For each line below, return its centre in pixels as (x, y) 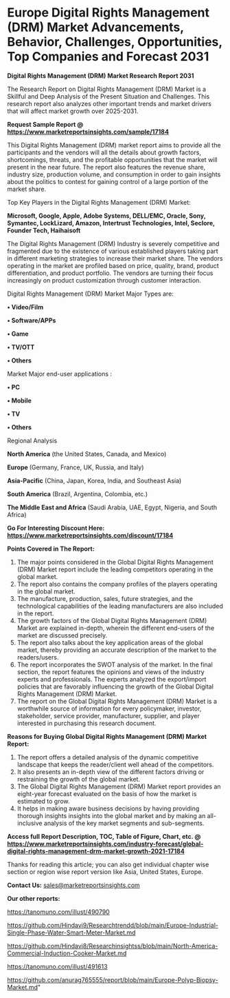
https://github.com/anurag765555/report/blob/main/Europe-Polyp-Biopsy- (113, 979)
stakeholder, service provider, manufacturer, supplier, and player (108, 715)
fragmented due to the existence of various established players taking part (113, 251)
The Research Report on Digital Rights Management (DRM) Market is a (107, 89)
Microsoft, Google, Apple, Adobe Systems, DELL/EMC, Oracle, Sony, (106, 216)
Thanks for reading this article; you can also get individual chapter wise (108, 864)
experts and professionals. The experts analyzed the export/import (112, 679)
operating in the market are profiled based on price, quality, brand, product (113, 265)
